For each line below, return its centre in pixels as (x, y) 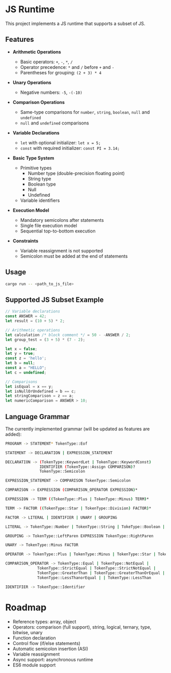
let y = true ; (20, 354)
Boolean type (42, 184)
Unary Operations (32, 82)
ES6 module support (34, 665)
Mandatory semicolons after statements (62, 220)
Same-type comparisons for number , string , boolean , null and (85, 112)
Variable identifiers (40, 200)
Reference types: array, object (44, 622)
